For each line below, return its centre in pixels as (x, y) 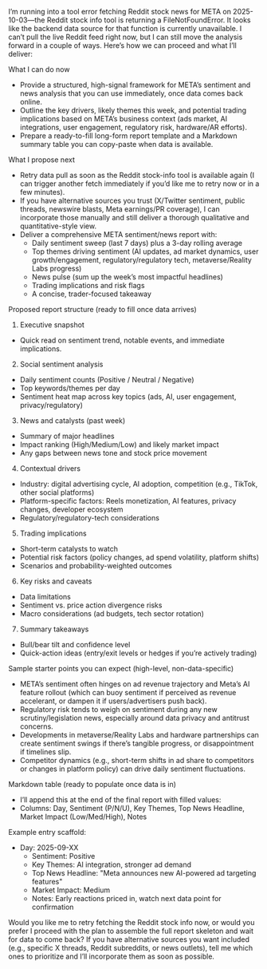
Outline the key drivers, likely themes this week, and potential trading (133, 110)
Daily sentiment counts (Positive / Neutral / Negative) (107, 380)
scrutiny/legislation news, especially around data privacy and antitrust (134, 718)
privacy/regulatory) (51, 405)
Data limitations (45, 597)
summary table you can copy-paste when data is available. (116, 144)
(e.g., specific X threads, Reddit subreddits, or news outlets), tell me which (131, 948)
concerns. (36, 726)
